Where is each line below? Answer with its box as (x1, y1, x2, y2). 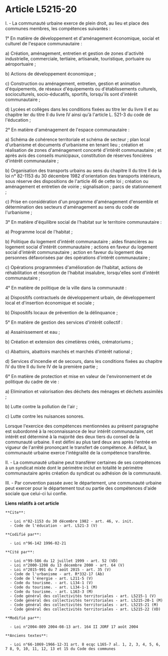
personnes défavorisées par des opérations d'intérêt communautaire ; (5, 254, 150, 260)
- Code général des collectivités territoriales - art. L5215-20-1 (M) (10, 598, 163, 603)
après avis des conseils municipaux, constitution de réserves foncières (5, 152, 152, 158)
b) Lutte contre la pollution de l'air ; (5, 403, 78, 409)
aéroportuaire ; (5, 61, 36, 67)
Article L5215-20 (5, 4, 77, 15)
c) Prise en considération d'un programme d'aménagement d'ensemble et (5, 199, 158, 205)
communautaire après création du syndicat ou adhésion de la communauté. (5, 470, 162, 476)
